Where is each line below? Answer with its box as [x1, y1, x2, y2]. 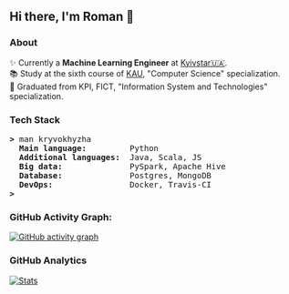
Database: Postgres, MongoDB [18, 170, 212, 180]
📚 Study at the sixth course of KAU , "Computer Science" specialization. [9, 67, 281, 78]
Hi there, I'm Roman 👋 [9, 9, 135, 25]
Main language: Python [18, 143, 160, 153]
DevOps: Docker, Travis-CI [18, 179, 212, 189]
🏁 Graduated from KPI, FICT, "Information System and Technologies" [9, 81, 268, 92]
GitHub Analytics [9, 254, 88, 267]
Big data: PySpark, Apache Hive [18, 161, 226, 171]
